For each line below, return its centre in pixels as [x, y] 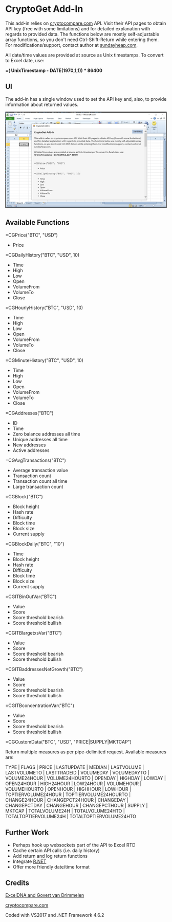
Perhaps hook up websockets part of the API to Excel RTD [74, 845]
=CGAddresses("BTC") [29, 413]
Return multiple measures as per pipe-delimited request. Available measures [86, 752]
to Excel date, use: [25, 60]
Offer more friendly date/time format [51, 866]
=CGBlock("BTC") [24, 496]
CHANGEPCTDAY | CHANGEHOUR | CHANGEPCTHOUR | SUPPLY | [77, 805]
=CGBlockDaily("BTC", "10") [35, 544]
